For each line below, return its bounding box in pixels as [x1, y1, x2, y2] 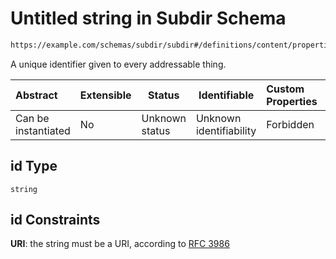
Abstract [15, 88, 58, 102]
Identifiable [198, 88, 255, 102]
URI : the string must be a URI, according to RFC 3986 [10, 238, 230, 250]
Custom [266, 82, 305, 96]
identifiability [195, 123, 257, 137]
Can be [15, 111, 50, 125]
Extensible [79, 88, 132, 102]
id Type [10, 158, 58, 175]
